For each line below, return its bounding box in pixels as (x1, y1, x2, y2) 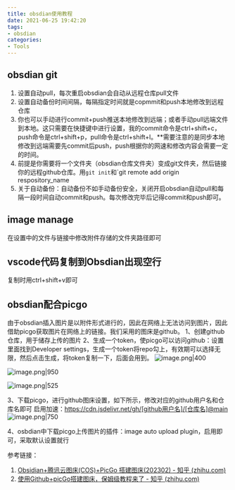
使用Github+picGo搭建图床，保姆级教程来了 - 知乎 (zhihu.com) (17, 475, 200, 483)
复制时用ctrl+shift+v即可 (7, 276, 78, 284)
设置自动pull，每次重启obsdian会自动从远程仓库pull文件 (17, 89, 179, 97)
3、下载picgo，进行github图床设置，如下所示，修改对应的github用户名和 (7, 396, 218, 405)
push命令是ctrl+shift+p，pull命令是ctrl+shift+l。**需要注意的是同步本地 (17, 132, 225, 141)
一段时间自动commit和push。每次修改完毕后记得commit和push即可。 (23, 193, 225, 201)
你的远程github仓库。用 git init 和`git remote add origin (17, 168, 179, 176)
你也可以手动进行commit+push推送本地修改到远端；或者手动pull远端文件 (17, 115, 229, 123)
